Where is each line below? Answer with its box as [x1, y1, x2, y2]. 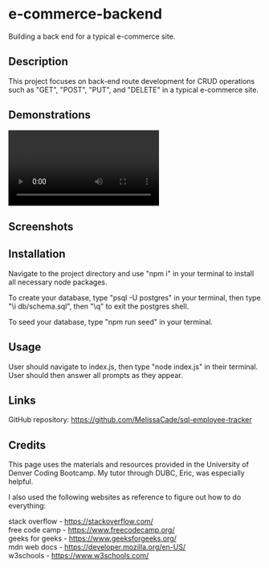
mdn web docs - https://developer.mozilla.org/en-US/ [8, 542, 186, 552]
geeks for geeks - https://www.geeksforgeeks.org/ [8, 533, 177, 544]
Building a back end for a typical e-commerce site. [8, 31, 176, 41]
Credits [8, 438, 47, 452]
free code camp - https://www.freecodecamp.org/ [8, 525, 175, 535]
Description [8, 55, 68, 68]
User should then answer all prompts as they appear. [8, 370, 183, 379]
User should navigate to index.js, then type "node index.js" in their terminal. [8, 362, 259, 371]
